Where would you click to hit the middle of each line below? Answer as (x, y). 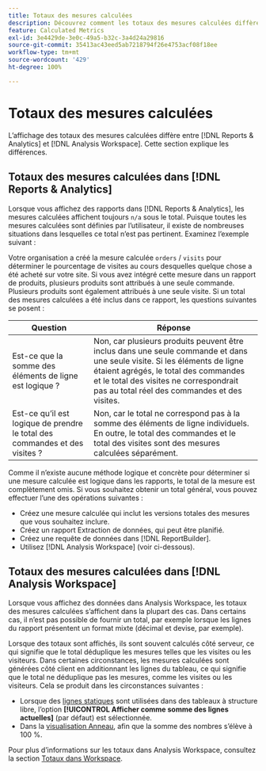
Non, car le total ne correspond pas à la (167, 413)
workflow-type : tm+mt (44, 52)
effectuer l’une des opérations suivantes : (76, 498)
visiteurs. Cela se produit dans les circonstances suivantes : (106, 685)
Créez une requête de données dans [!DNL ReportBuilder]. (115, 538)
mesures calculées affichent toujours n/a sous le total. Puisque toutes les (127, 217)
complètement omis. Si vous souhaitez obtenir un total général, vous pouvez (133, 489)
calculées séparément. (136, 452)
